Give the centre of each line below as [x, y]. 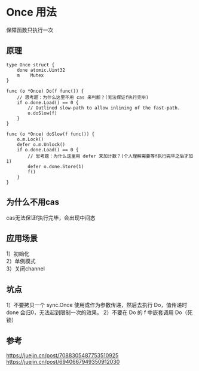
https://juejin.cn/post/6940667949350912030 [63, 362]
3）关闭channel [25, 269]
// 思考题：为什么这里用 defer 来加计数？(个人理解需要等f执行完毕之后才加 [110, 156]
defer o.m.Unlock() [41, 144]
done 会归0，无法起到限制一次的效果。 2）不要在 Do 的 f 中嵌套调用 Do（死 [99, 312]
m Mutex [30, 75]
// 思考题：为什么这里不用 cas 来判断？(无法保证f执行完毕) [83, 97]
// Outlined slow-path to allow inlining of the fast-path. [104, 108]
